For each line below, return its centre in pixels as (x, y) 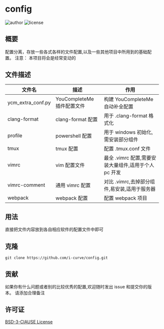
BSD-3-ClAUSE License (29, 322)
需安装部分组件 (121, 139)
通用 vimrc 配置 (73, 185)
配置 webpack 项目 (126, 198)
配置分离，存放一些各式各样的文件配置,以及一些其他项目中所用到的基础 (76, 52)
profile (15, 135)
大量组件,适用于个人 (132, 165)
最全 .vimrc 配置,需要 (128, 158)
